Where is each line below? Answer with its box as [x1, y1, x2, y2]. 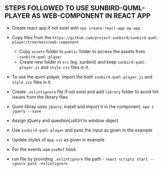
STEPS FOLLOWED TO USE [4, 4, 89, 12]
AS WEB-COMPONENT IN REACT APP [31, 12, 151, 20]
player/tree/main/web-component [11, 40, 79, 45]
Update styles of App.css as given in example [11, 136, 105, 143]
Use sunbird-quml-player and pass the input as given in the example [11, 127, 153, 133]
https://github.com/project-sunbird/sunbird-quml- [52, 35, 160, 40]
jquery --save [11, 109, 41, 114]
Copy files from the [11, 34, 52, 40]
